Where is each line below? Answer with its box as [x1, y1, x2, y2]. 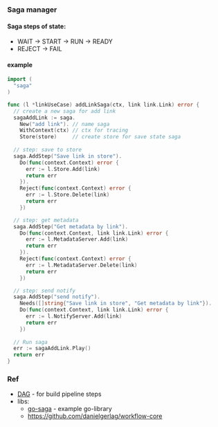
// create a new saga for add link [13, 107, 116, 115]
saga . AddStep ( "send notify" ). [13, 293, 100, 300]
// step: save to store [13, 147, 82, 154]
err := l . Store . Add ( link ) [25, 165, 100, 172]
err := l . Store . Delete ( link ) [25, 192, 110, 199]
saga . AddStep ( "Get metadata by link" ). [13, 223, 129, 230]
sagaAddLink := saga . [13, 114, 76, 121]
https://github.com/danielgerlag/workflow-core [27, 412, 163, 420]
